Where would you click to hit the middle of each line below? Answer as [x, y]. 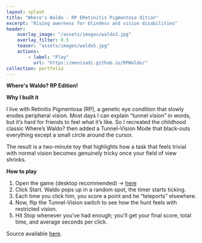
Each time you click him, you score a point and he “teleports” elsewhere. [106, 196]
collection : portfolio [35, 68]
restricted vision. [36, 209]
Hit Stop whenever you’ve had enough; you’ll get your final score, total [103, 216]
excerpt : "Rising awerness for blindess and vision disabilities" [92, 23]
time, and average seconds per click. [61, 222]
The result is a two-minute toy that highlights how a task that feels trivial [96, 147]
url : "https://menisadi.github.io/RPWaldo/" [90, 63]
